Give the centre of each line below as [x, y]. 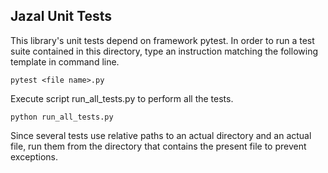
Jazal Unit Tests [61, 16]
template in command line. [65, 61]
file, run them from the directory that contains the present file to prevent [158, 146]
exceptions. [34, 156]
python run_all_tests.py [62, 117]
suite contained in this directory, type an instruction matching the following [164, 51]
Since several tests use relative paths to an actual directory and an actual [161, 135]
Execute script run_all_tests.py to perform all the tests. [122, 98]
